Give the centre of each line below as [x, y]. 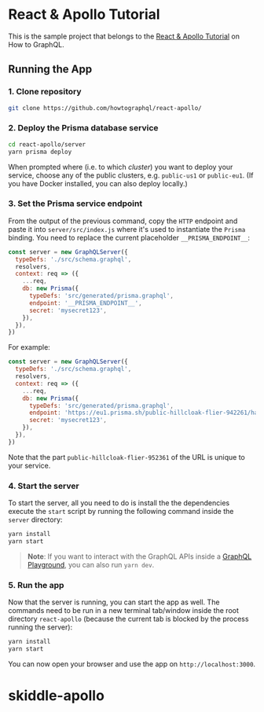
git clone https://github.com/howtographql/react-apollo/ [105, 108]
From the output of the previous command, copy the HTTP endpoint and [123, 221]
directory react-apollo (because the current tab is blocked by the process [128, 619]
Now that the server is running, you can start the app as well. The [114, 602]
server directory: [35, 519]
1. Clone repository [45, 92]
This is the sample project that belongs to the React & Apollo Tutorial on [124, 36]
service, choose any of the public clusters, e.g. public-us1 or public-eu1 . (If [131, 175]
